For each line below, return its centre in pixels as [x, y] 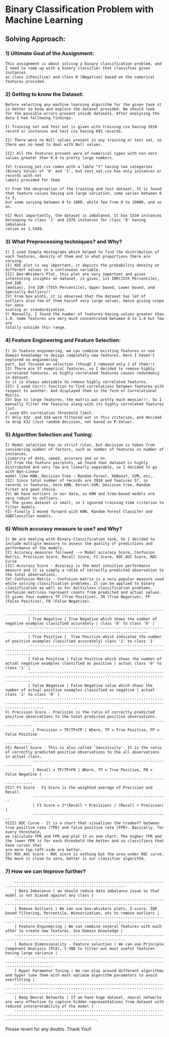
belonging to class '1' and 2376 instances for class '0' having [75, 220]
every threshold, [24, 832]
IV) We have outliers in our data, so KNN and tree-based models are [80, 494]
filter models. [21, 507]
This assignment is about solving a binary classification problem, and [83, 64]
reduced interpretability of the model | [50, 1006]
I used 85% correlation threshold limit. [50, 413]
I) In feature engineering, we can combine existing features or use [80, 351]
